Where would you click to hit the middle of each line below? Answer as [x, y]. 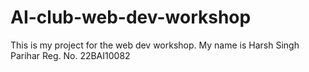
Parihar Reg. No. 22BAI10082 [70, 55]
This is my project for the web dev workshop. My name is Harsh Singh [155, 45]
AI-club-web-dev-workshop [131, 17]
